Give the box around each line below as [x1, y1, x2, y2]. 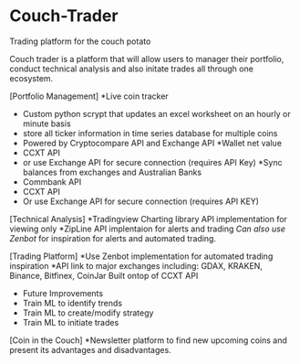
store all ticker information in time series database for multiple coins [22, 127, 278, 138]
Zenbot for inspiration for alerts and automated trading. [9, 232, 217, 243]
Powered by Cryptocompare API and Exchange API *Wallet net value [22, 137, 283, 148]
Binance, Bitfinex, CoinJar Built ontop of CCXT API [9, 270, 199, 281]
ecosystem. [9, 72, 54, 83]
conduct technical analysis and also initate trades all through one [9, 63, 253, 74]
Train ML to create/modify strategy [22, 307, 154, 318]
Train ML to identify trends [22, 297, 123, 308]
